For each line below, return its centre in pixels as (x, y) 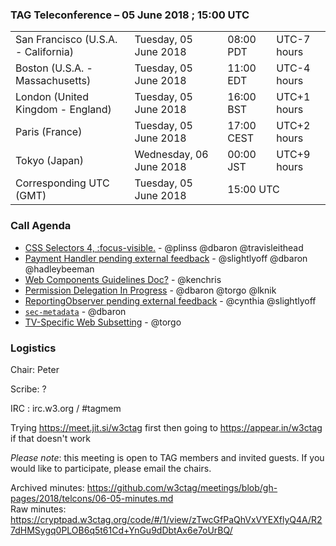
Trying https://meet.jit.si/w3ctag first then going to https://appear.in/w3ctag (166, 427)
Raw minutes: (38, 509)
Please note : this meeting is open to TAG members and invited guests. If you (167, 457)
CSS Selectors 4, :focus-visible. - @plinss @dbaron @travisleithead (164, 247)
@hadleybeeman (59, 269)
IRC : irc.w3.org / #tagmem (66, 408)
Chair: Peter (35, 369)
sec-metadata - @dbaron (75, 311)
